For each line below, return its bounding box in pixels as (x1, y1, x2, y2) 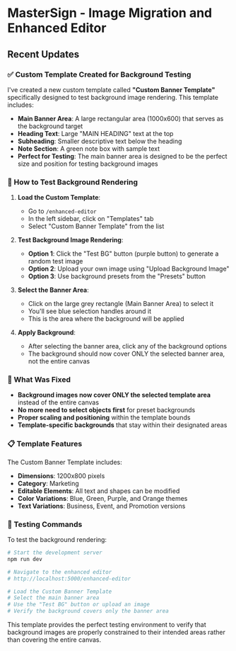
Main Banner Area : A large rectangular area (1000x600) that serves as (17, 114, 224, 123)
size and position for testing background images (17, 159, 158, 168)
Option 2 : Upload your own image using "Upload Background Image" (28, 264, 230, 273)
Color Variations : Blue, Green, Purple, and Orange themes (17, 494, 188, 502)
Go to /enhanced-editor (28, 207, 97, 215)
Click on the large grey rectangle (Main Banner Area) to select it (28, 300, 214, 308)
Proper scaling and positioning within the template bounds (17, 413, 191, 422)
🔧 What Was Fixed (7, 375, 71, 385)
